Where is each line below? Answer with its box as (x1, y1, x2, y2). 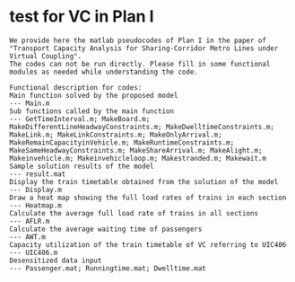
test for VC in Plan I (9, 6, 154, 27)
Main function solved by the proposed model (9, 91, 178, 100)
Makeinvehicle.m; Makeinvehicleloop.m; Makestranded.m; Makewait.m (9, 154, 267, 163)
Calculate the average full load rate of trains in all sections (9, 208, 258, 217)
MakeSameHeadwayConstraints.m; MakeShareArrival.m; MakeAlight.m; (9, 145, 263, 154)
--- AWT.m (9, 232, 47, 242)
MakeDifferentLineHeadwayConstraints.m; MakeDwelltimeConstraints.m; (9, 122, 275, 131)
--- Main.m (9, 99, 50, 108)
